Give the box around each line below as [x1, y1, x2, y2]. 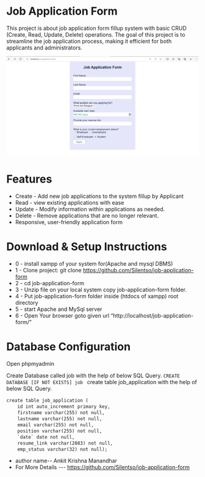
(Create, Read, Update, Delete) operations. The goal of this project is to [6, 31, 185, 38]
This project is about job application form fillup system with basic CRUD [6, 24, 187, 32]
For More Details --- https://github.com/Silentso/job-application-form [15, 464, 190, 471]
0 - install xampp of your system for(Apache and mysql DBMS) [15, 260, 173, 268]
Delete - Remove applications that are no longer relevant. [15, 212, 159, 219]
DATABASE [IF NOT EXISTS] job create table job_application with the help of [6, 379, 197, 386]
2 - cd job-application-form [15, 280, 84, 287]
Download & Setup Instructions [6, 240, 167, 254]
